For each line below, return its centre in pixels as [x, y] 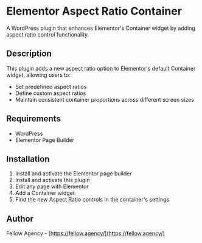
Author [20, 218]
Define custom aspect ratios [50, 93]
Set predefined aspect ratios [51, 86]
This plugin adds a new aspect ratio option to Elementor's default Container [101, 68]
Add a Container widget [45, 193]
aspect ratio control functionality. [48, 34]
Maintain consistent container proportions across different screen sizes [105, 99]
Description [29, 54]
